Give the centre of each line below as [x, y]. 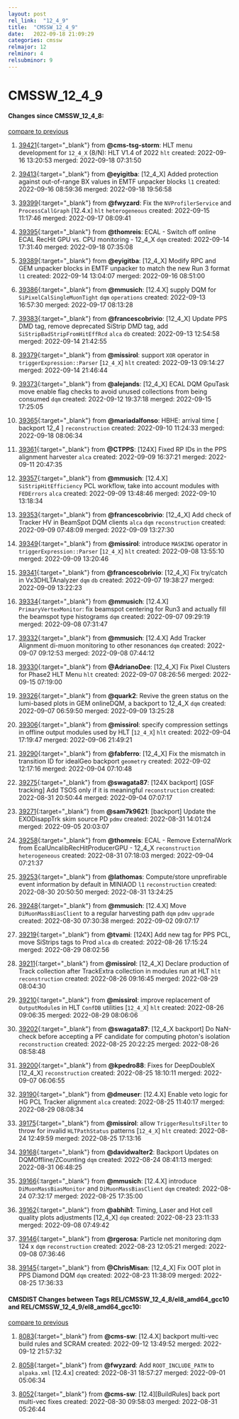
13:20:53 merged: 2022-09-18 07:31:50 [84, 160]
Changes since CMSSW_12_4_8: [56, 115]
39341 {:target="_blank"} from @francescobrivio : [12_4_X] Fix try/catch [123, 573]
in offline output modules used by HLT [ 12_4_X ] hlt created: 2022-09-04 [124, 732]
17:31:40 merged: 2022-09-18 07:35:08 [76, 247]
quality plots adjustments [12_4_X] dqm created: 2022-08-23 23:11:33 [118, 1218]
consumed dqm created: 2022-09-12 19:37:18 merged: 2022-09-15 [115, 399]
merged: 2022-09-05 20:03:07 [63, 827]
